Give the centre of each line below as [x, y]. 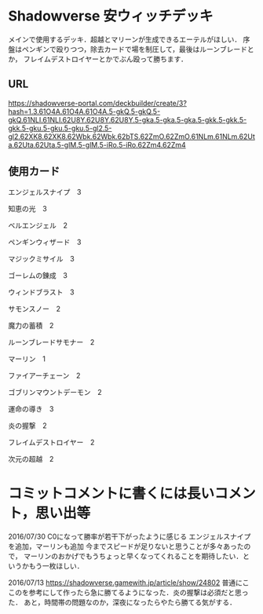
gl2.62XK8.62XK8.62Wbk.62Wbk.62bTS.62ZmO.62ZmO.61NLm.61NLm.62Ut [131, 136]
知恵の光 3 [27, 208]
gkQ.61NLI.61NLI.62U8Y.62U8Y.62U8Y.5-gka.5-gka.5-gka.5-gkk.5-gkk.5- [128, 119]
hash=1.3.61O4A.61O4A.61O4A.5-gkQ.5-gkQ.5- [84, 111]
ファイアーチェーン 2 [44, 375]
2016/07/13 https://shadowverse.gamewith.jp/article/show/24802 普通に [126, 583]
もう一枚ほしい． [56, 565]
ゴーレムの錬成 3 [38, 275]
